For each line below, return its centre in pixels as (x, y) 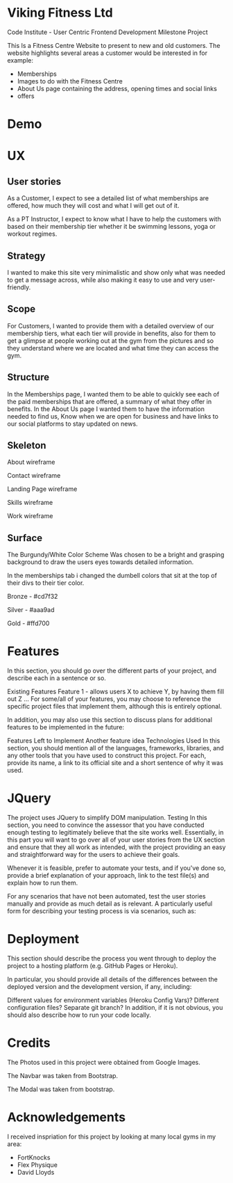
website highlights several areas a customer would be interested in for (107, 53)
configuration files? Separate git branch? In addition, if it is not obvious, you (115, 1007)
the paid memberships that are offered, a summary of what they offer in (110, 401)
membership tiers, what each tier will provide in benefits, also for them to (112, 333)
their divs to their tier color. (46, 583)
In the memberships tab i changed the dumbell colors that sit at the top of (112, 576)
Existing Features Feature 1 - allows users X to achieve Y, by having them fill (115, 692)
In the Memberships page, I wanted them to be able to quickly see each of (113, 394)
